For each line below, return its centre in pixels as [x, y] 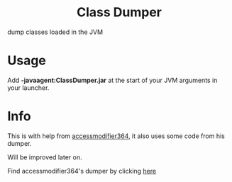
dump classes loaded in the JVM [55, 32]
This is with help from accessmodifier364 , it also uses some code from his [116, 136]
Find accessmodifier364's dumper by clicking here [82, 171]
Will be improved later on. [45, 157]
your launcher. [28, 87]
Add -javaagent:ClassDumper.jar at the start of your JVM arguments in [112, 80]
